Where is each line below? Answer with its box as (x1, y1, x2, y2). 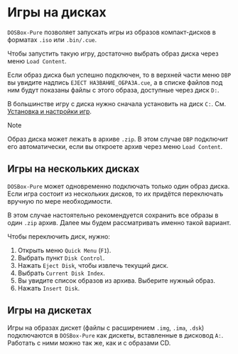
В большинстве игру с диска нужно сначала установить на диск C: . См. (7, 99, 227, 108)
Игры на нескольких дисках (7, 163, 140, 175)
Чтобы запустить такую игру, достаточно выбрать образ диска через (7, 49, 219, 58)
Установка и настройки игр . (7, 107, 92, 115)
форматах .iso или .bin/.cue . (7, 35, 97, 43)
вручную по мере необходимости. (7, 197, 112, 205)
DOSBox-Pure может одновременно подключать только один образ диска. (7, 182, 230, 190)
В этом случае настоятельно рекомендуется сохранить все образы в (7, 211, 219, 219)
